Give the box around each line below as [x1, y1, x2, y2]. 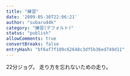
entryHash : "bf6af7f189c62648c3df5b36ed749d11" [6, 47, 125, 53]
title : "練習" [6, 8, 39, 15]
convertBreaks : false [6, 42, 59, 47]
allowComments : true [6, 36, 57, 42]
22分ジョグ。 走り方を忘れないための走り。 [6, 63, 112, 70]
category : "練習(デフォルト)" [6, 25, 74, 31]
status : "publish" [6, 30, 51, 36]
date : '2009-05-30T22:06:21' [6, 14, 78, 20]
